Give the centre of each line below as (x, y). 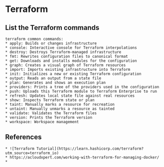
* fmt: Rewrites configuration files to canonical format (67, 56)
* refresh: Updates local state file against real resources (70, 96)
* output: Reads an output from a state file (53, 78)
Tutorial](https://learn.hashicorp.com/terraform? (90, 149)
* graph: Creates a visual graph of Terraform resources (66, 65)
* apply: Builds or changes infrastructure (51, 43)
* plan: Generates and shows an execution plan (56, 83)
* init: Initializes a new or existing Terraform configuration (73, 74)
